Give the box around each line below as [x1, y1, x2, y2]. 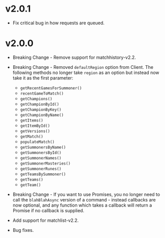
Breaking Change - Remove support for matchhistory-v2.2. [12, 54, 136, 60]
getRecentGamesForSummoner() [20, 86, 82, 91]
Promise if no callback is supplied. [12, 207, 85, 213]
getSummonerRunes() [20, 166, 62, 171]
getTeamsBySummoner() [20, 172, 66, 177]
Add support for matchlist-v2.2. [12, 217, 79, 223]
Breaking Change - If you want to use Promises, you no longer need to [12, 191, 160, 197]
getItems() [20, 117, 44, 123]
